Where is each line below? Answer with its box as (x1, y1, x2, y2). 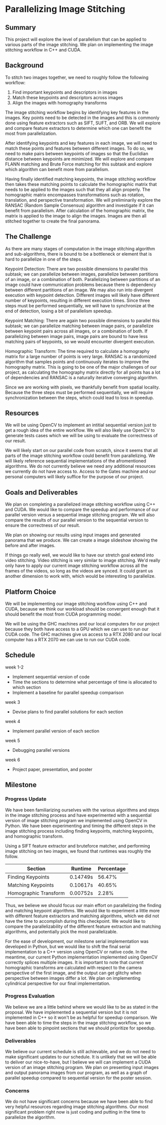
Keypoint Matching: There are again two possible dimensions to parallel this (5, 317, 160, 323)
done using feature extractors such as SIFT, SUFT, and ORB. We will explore (5, 120, 161, 126)
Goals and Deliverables (5, 488, 78, 497)
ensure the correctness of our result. (5, 522, 80, 528)
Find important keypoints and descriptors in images (12, 89, 117, 95)
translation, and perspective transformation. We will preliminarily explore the (5, 197, 161, 203)
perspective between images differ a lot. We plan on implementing (5, 975, 141, 981)
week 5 (5, 737, 20, 743)
